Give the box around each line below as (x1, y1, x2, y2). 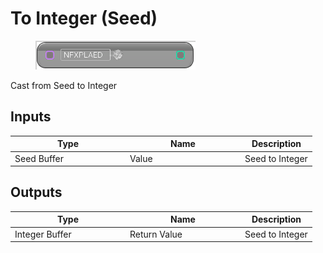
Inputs (10, 108, 52, 126)
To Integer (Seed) (10, 7, 158, 30)
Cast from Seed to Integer (10, 79, 118, 91)
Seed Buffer (14, 152, 64, 164)
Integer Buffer (14, 228, 72, 240)
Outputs (10, 184, 63, 201)
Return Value (129, 228, 183, 240)
